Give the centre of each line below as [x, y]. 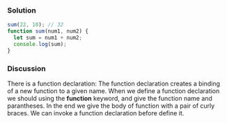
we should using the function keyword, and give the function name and [110, 98]
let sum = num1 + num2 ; [48, 38]
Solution [22, 10]
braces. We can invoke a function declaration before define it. [96, 113]
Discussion [27, 68]
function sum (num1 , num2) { [48, 31]
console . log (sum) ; [40, 44]
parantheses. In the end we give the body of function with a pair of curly [111, 106]
